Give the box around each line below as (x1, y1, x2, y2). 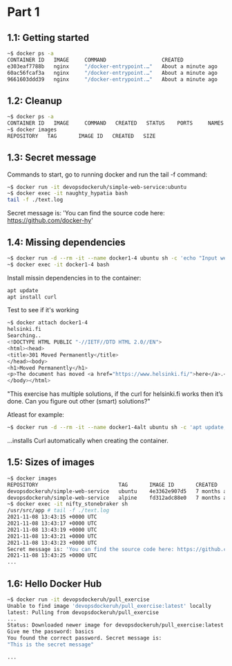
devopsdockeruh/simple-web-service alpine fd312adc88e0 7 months (7, 494, 221, 501)
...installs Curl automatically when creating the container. (7, 437, 169, 445)
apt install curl (7, 294, 57, 300)
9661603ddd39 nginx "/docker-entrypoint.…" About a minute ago (7, 75, 217, 83)
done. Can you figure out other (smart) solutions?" (7, 397, 151, 406)
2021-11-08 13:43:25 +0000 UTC (7, 552, 97, 559)
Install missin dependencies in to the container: (7, 273, 142, 282)
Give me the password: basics (7, 628, 95, 636)
